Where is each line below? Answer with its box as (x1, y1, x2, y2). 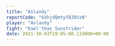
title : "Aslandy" (6, 8, 50, 15)
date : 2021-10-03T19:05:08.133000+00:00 (6, 31, 110, 37)
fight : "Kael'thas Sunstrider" (6, 25, 85, 32)
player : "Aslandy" (6, 20, 52, 26)
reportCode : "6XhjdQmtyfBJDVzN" (6, 14, 87, 20)
